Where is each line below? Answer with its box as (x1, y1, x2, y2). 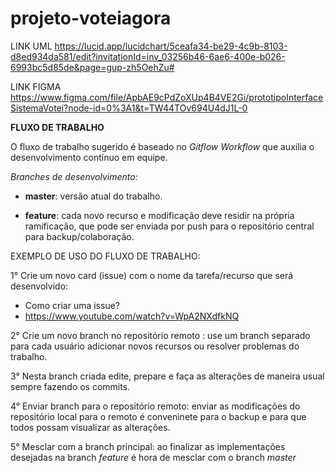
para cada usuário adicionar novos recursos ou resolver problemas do (10, 340, 300, 352)
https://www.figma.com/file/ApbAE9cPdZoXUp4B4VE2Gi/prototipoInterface (10, 91, 324, 103)
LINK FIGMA (10, 80, 62, 92)
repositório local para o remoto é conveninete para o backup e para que (10, 410, 307, 422)
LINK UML (10, 40, 53, 52)
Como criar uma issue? (24, 299, 120, 311)
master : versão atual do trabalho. (24, 190, 163, 202)
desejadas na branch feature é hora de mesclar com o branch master (10, 451, 297, 463)
